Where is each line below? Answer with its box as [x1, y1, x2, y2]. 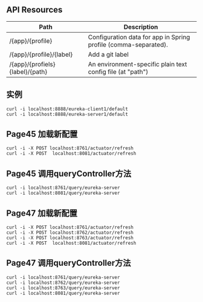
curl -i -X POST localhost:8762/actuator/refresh [6, 230, 134, 236]
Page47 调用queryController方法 [6, 258, 131, 268]
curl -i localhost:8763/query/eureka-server [6, 285, 120, 291]
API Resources [6, 5, 63, 15]
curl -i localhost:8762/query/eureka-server [6, 280, 120, 286]
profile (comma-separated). [88, 40, 168, 49]
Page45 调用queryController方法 [6, 168, 132, 178]
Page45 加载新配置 [6, 129, 78, 139]
